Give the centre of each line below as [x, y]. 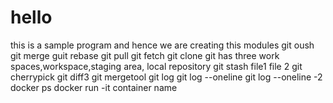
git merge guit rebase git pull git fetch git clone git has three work [145, 55]
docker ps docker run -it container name [94, 87]
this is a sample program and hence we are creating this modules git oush [162, 45]
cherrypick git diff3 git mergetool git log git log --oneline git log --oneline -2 [166, 77]
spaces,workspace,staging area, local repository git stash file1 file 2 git [156, 66]
